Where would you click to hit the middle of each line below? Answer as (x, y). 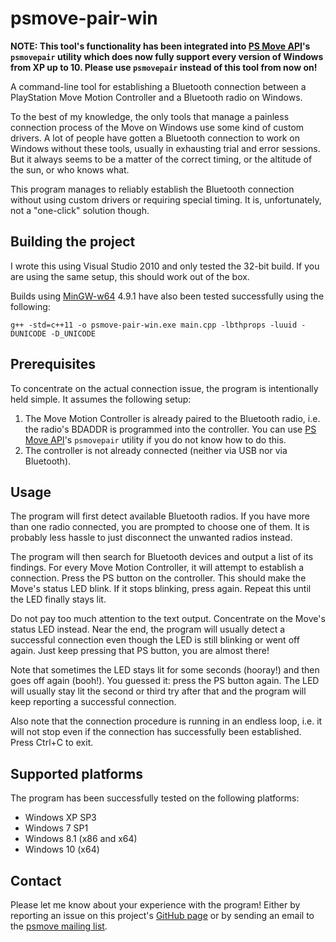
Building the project (73, 242)
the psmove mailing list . (59, 926)
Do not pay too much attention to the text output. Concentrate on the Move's (168, 619)
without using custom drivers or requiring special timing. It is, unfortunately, (166, 199)
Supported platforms (76, 773)
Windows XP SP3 (60, 818)
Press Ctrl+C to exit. (52, 743)
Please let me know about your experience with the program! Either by (155, 905)
